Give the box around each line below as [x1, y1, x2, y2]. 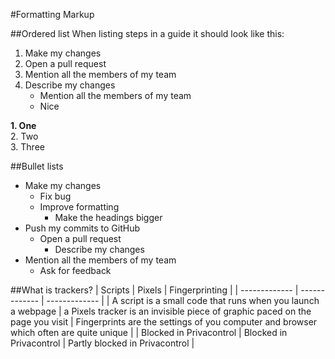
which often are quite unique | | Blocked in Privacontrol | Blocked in [10, 327, 288, 338]
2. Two [10, 130, 39, 142]
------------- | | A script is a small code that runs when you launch [46, 295, 320, 306]
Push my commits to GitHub [24, 222, 141, 234]
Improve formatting [39, 201, 120, 213]
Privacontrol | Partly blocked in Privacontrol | [10, 337, 195, 349]
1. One [10, 120, 37, 131]
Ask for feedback [39, 265, 112, 276]
